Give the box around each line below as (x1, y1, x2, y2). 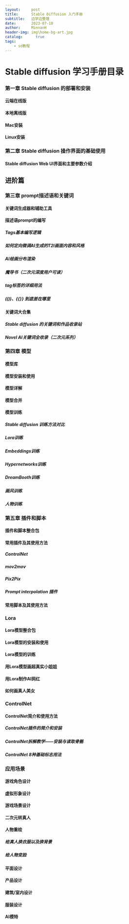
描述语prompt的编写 (5, 217, 46, 223)
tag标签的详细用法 (5, 282, 42, 289)
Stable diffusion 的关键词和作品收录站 (5, 321, 82, 327)
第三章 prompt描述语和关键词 (5, 192, 74, 199)
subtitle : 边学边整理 (5, 16, 50, 21)
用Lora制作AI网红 (5, 676, 40, 681)
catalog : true (5, 35, 45, 40)
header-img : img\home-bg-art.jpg (5, 30, 73, 35)
